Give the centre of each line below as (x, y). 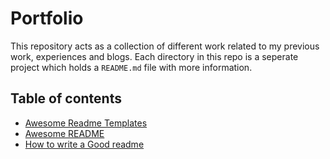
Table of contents (66, 98)
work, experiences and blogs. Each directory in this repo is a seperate (154, 56)
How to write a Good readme (84, 144)
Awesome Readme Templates (86, 123)
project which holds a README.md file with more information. (131, 67)
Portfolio (47, 18)
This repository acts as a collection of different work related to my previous (165, 46)
